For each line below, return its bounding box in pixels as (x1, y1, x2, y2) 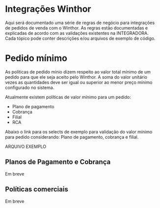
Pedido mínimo (5, 53, 68, 64)
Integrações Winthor (5, 3, 91, 15)
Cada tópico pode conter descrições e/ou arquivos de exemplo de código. (5, 35, 156, 41)
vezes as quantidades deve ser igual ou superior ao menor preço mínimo (5, 79, 153, 85)
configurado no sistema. (5, 85, 54, 90)
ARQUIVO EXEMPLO (5, 144, 47, 149)
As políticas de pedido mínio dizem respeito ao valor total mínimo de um (5, 69, 151, 75)
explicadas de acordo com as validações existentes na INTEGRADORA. (5, 30, 149, 36)
